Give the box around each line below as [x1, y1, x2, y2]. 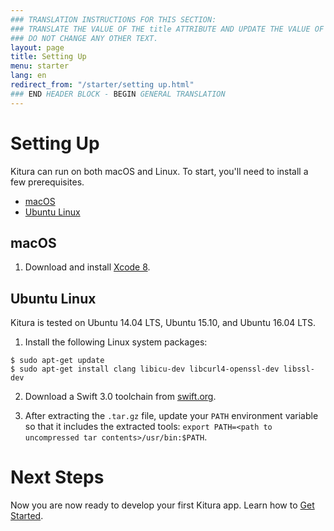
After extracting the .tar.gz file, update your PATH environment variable [24, 410, 319, 422]
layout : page [10, 42, 65, 53]
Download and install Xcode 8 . [24, 261, 151, 273]
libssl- [283, 364, 315, 375]
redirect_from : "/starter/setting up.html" [10, 80, 195, 90]
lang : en [10, 71, 47, 81]
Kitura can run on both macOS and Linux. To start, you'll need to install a [10, 165, 309, 177]
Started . [10, 510, 44, 522]
